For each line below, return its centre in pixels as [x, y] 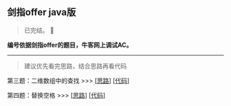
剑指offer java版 [42, 12]
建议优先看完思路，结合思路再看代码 [75, 66]
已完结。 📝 [39, 30]
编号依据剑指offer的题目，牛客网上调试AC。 [70, 45]
